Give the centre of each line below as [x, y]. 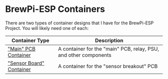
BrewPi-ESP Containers [55, 9]
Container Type [30, 40]
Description [109, 40]
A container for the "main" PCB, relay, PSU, [109, 49]
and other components [85, 55]
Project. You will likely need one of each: [47, 28]
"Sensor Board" [26, 63]
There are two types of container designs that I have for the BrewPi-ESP [79, 23]
